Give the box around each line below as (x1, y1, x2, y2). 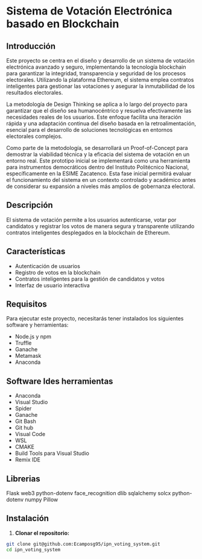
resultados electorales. (6, 89, 63, 96)
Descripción (6, 200, 53, 210)
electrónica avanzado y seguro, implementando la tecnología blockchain (6, 63, 186, 70)
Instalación (6, 513, 49, 523)
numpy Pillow (25, 496, 58, 504)
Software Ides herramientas (6, 376, 113, 386)
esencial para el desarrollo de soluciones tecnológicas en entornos (6, 126, 173, 133)
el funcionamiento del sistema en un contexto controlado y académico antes (6, 176, 196, 183)
